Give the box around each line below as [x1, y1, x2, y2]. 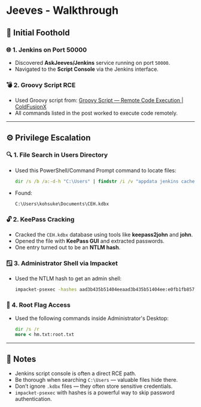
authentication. [14, 396, 52, 403]
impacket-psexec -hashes [14, 286, 77, 293]
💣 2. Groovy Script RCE [6, 80, 76, 89]
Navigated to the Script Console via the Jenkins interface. [14, 65, 159, 73]
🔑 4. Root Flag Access [6, 301, 71, 309]
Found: [14, 189, 33, 196]
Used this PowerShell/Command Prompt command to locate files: [14, 166, 176, 174]
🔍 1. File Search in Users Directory [6, 151, 108, 159]
